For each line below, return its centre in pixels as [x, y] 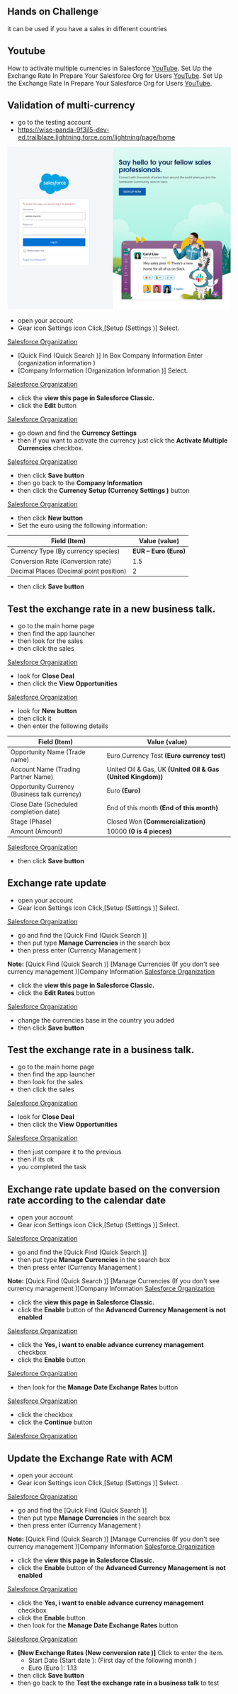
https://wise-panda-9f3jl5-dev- [63, 130]
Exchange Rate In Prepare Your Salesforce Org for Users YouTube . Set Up [115, 75]
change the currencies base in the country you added [96, 1020]
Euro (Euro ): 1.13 [52, 1668]
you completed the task [52, 1167]
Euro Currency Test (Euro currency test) [166, 756]
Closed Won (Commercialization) [156, 822]
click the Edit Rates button [56, 993]
